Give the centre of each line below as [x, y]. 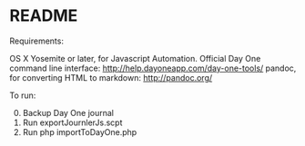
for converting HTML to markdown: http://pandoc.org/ [111, 77]
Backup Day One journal [68, 112]
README [44, 16]
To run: [23, 95]
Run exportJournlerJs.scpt [72, 122]
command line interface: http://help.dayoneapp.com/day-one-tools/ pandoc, [153, 68]
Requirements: [36, 41]
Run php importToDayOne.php [80, 131]
